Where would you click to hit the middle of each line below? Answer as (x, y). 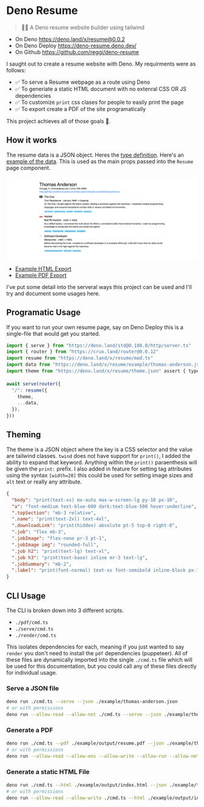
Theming (24, 435)
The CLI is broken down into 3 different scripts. (65, 610)
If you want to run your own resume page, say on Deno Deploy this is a (95, 327)
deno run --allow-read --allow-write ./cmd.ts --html (76, 798)
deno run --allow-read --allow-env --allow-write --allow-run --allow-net (103, 756)
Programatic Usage (43, 312)
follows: (16, 70)
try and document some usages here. (53, 293)
